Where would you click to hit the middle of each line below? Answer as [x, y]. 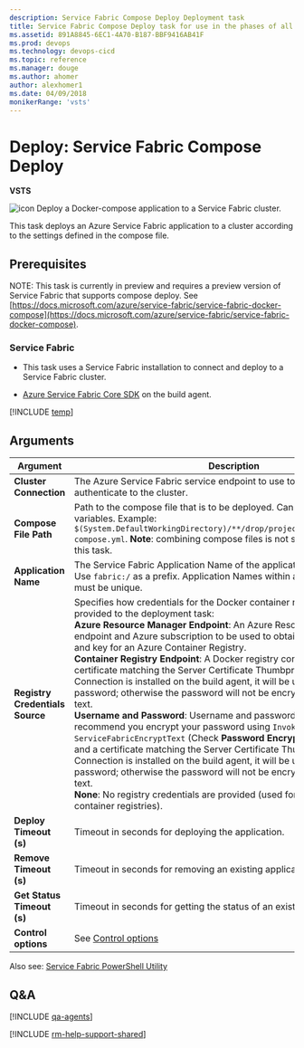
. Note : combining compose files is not [207, 539]
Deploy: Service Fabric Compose [136, 147]
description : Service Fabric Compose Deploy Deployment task [127, 18]
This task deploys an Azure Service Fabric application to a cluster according [152, 226]
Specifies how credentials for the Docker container [182, 603]
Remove [32, 858]
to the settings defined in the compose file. [90, 235]
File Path [33, 535]
